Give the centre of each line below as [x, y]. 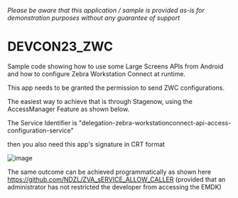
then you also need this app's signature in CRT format [86, 144]
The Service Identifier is [42, 123]
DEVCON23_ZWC [60, 47]
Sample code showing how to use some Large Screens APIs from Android [115, 66]
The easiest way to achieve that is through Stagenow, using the [100, 101]
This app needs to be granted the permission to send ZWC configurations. [116, 88]
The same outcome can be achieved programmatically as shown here [109, 172]
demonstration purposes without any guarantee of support [94, 18]
